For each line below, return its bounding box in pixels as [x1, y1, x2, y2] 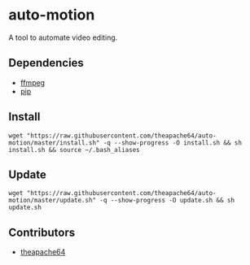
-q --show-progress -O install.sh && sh [103, 138, 243, 147]
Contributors [8, 225, 76, 239]
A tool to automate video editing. [8, 33, 118, 42]
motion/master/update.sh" [8, 197, 96, 205]
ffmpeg [20, 77, 46, 87]
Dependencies [8, 56, 84, 70]
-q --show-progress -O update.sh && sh [99, 197, 235, 205]
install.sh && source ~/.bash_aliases [8, 146, 140, 154]
